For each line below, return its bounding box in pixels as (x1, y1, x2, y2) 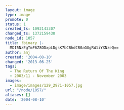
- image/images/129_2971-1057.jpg (10, 83, 82, 88)
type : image (5, 12, 30, 17)
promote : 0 (5, 17, 28, 22)
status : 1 (5, 21, 26, 27)
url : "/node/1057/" (5, 87, 47, 93)
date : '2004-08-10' (5, 97, 47, 102)
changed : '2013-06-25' (5, 59, 53, 64)
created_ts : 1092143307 (5, 26, 56, 31)
